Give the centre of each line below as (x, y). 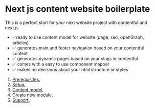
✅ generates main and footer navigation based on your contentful (78, 48)
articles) (21, 43)
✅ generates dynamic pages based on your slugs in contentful (75, 58)
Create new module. (33, 95)
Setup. (19, 85)
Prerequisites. (26, 79)
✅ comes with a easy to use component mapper (61, 64)
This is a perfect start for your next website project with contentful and (76, 22)
